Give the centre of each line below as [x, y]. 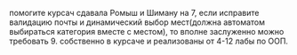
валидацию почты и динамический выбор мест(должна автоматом [137, 22]
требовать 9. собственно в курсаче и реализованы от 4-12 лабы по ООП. [149, 41]
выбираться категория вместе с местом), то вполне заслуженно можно [147, 31]
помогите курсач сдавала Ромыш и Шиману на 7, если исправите [134, 13]
